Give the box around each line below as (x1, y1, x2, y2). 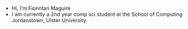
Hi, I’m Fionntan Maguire (11, 5, 71, 11)
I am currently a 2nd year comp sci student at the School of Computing (11, 11, 183, 18)
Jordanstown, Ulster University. (11, 17, 88, 23)
